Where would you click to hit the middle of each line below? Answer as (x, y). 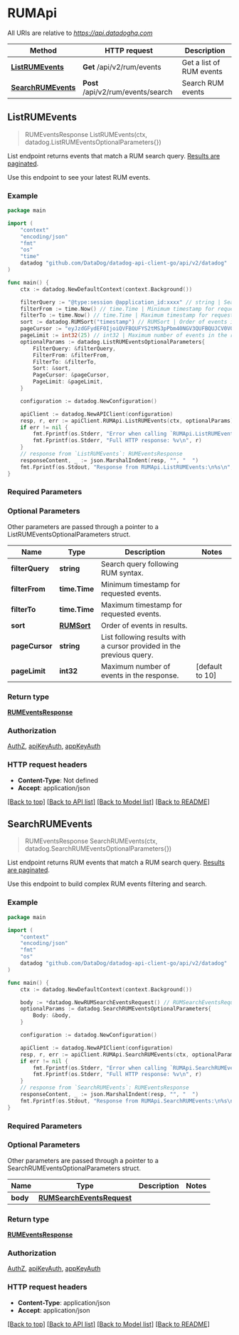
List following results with (143, 637)
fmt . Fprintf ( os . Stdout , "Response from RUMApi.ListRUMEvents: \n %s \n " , (127, 467)
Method (43, 50)
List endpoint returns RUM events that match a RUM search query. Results (116, 863)
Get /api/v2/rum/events (122, 67)
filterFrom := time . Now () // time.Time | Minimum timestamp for (117, 309)
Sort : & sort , (52, 369)
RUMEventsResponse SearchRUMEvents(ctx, (91, 841)
